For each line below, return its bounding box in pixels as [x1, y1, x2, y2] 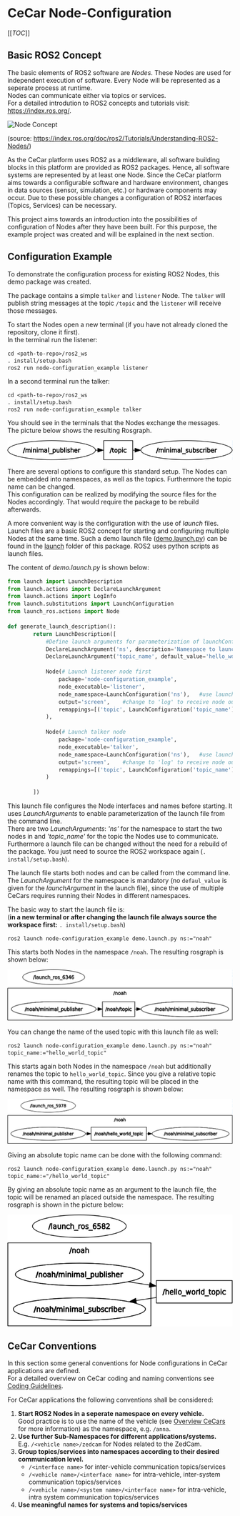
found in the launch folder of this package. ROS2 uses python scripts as [7, 542, 219, 550]
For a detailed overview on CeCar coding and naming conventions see [7, 1374, 214, 1383]
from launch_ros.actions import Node [7, 608, 120, 615]
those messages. [7, 306, 58, 315]
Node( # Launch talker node [45, 729, 126, 736]
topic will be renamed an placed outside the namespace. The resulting [7, 1192, 214, 1201]
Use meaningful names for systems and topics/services [17, 1500, 188, 1509]
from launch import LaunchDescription [7, 577, 123, 585]
